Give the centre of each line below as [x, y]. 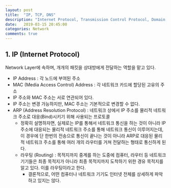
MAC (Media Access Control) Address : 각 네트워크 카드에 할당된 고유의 [86, 84]
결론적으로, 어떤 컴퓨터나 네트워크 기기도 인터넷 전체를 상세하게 [91, 174]
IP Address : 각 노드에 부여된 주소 [46, 78]
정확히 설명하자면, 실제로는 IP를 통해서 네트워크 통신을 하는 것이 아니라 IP [93, 123]
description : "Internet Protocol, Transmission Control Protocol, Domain [86, 19]
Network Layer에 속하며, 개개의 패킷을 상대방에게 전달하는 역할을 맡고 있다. [81, 67]
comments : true [21, 34]
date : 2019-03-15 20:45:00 [36, 24]
